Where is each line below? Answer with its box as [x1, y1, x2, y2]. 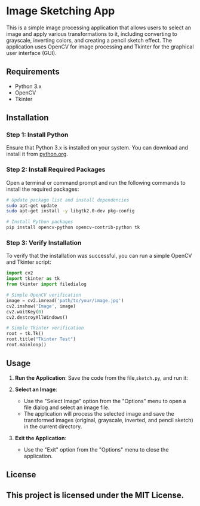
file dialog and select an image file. [23, 404, 110, 411]
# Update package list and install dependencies [6, 197, 130, 203]
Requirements [6, 67, 60, 77]
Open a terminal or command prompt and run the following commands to [6, 179, 186, 186]
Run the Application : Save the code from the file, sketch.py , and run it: [14, 374, 188, 381]
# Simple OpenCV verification [6, 292, 82, 298]
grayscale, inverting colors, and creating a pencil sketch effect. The [6, 36, 173, 44]
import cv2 [6, 270, 33, 276]
